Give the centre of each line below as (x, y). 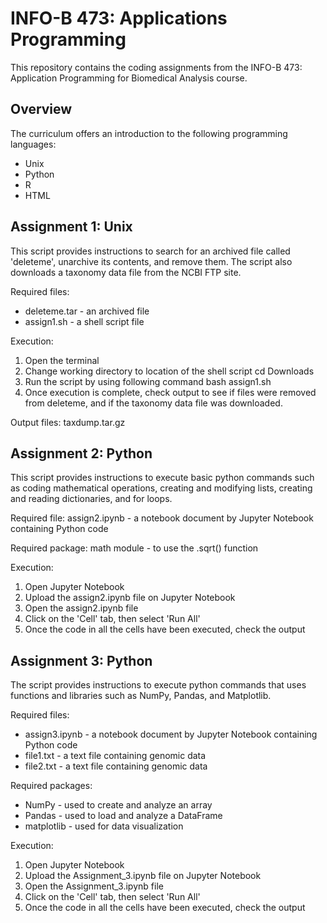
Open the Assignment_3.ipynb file (94, 886)
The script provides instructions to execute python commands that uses (158, 685)
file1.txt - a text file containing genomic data (115, 756)
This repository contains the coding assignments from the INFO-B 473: (156, 67)
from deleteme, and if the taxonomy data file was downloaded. (153, 403)
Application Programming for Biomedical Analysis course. (129, 78)
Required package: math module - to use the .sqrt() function (134, 548)
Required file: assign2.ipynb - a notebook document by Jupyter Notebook (162, 518)
